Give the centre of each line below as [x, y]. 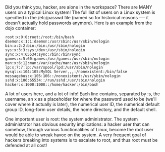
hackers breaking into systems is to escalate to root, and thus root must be [81, 140]
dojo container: [21, 28]
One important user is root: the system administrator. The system [72, 119]
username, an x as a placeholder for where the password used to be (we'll [81, 99]
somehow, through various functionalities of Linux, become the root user [79, 130]
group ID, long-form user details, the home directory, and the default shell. [81, 110]
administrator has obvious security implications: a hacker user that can [77, 124]
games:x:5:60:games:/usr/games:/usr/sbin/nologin [57, 59]
